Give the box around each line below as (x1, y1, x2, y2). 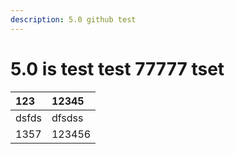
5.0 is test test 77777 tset (10, 57, 225, 80)
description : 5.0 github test (10, 14, 137, 25)
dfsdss (51, 111, 84, 125)
